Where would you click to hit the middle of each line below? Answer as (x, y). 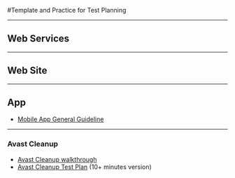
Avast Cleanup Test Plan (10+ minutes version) (84, 167)
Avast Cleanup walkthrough (57, 159)
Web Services (38, 39)
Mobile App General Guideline (60, 119)
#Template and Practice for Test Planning (67, 10)
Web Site (27, 70)
